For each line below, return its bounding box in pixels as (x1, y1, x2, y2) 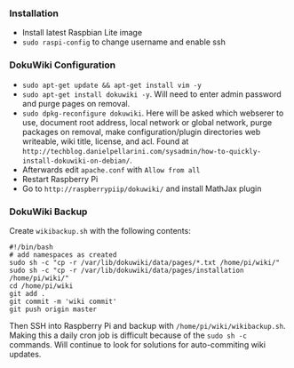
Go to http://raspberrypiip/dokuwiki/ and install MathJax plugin (21, 183, 262, 194)
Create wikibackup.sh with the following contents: (9, 225, 191, 236)
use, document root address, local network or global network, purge (21, 116, 273, 127)
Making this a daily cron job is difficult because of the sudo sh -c (9, 330, 247, 340)
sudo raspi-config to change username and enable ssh (21, 36, 226, 47)
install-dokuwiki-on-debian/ (21, 156, 131, 165)
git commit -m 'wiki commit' (9, 297, 117, 306)
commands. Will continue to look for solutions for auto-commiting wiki (9, 339, 266, 349)
